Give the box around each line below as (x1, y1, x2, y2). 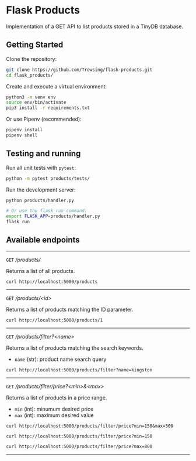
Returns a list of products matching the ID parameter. (6, 306, 134, 313)
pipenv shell (6, 132, 38, 138)
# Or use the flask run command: (6, 208, 87, 214)
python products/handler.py (6, 197, 75, 203)
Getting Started (6, 40, 64, 50)
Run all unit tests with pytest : (6, 164, 76, 171)
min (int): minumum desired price (14, 405, 94, 412)
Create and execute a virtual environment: (6, 83, 107, 90)
